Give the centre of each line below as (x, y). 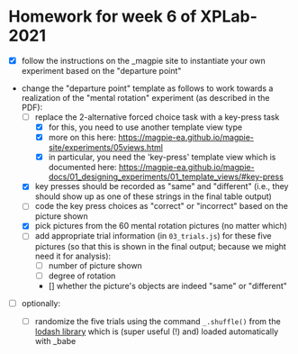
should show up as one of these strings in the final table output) (153, 196)
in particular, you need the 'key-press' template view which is (162, 157)
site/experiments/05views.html (106, 148)
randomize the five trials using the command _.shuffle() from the (158, 321)
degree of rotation (82, 276)
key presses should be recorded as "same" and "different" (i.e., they (162, 186)
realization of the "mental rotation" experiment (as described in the (145, 98)
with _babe (55, 340)
